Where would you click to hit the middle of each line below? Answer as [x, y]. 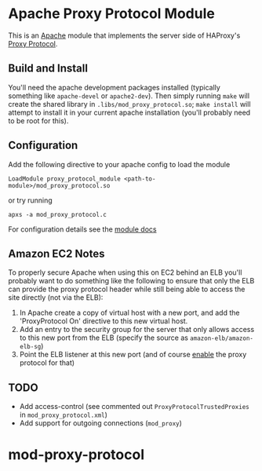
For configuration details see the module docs [82, 229]
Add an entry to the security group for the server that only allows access [137, 330]
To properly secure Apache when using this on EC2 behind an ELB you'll [125, 272]
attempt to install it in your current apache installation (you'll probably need [129, 112]
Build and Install [48, 69]
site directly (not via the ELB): [56, 298]
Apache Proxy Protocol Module [112, 14]
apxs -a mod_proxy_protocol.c [58, 214]
